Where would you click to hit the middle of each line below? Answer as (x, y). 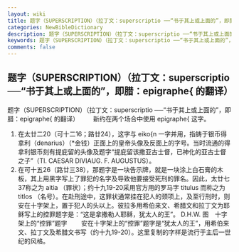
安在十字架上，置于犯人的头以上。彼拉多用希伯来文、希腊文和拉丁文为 (121, 205)
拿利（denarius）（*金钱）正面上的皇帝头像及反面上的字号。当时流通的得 (124, 143)
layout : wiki (27, 14)
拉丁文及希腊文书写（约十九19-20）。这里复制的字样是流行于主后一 (128, 232)
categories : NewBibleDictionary (55, 27)
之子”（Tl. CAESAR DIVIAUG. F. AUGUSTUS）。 (86, 161)
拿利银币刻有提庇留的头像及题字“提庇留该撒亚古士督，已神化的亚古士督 (122, 151)
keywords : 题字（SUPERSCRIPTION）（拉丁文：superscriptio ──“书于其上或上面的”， (121, 41)
